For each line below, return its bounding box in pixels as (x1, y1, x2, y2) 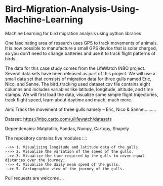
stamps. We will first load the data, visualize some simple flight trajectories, (5, 92, 159, 97)
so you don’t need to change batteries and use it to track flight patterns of (5, 50, 156, 56)
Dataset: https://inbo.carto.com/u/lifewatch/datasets (5, 116, 112, 122)
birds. (5, 55, 17, 61)
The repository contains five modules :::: (5, 135, 87, 141)
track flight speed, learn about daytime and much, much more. (5, 96, 132, 102)
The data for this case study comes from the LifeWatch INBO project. (5, 65, 146, 71)
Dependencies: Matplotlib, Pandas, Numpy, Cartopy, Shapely (5, 125, 129, 132)
